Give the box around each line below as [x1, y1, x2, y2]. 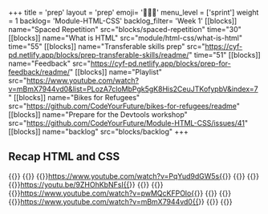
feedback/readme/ [8, 67, 71, 76]
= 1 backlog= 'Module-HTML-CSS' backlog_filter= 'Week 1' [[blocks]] [8, 16, 238, 26]
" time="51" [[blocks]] [188, 50, 261, 59]
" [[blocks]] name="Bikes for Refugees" [8, 93, 140, 102]
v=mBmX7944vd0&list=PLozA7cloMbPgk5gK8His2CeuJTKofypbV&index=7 [8, 84, 258, 94]
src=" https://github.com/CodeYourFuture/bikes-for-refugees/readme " [8, 101, 241, 111]
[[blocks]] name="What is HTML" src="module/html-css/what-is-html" [8, 33, 243, 42]
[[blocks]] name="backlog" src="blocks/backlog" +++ [8, 127, 189, 136]
